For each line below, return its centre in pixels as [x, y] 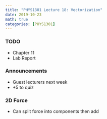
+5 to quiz [23, 87]
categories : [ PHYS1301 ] [30, 24]
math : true [17, 19]
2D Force [16, 100]
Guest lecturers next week [40, 82]
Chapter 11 [23, 52]
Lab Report [24, 58]
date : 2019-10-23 [23, 15]
